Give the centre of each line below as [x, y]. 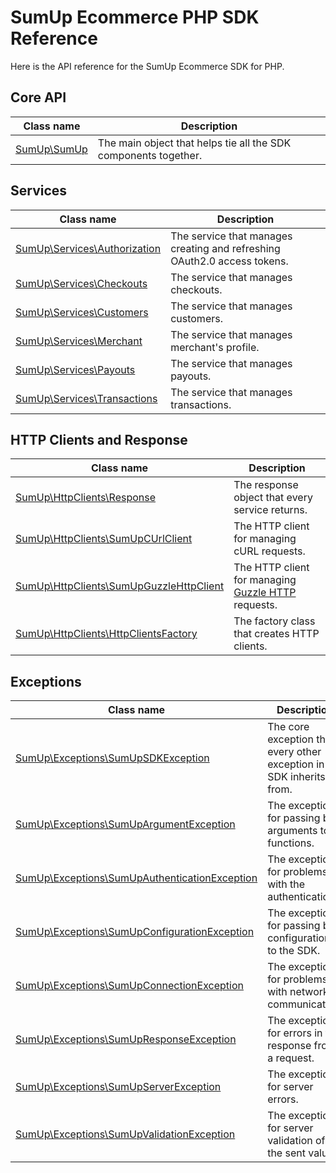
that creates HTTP [276, 634]
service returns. [270, 510]
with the [286, 884]
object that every [273, 498]
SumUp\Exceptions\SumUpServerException [118, 1087]
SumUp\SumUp [51, 149]
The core [288, 727]
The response [266, 485]
